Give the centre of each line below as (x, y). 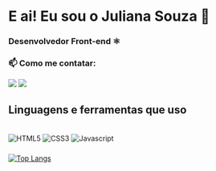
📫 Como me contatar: (52, 63)
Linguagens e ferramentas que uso (98, 110)
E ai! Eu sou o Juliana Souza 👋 (109, 16)
